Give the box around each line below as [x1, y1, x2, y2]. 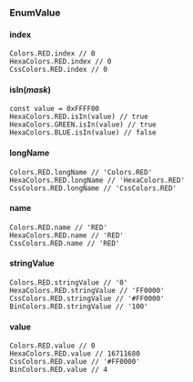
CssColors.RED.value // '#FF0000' [9, 357, 141, 367]
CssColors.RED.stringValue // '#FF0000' [9, 294, 166, 303]
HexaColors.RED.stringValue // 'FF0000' [9, 286, 166, 295]
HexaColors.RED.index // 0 [9, 57, 112, 66]
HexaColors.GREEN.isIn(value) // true [9, 120, 157, 129]
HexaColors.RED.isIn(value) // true [9, 112, 148, 122]
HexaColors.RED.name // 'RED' [9, 230, 125, 240]
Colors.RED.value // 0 [9, 341, 96, 351]
